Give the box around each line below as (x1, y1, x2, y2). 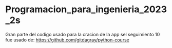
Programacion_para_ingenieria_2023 (5, 4, 167, 15)
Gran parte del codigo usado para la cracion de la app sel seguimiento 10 (5, 31, 160, 37)
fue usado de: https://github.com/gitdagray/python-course (5, 37, 129, 43)
